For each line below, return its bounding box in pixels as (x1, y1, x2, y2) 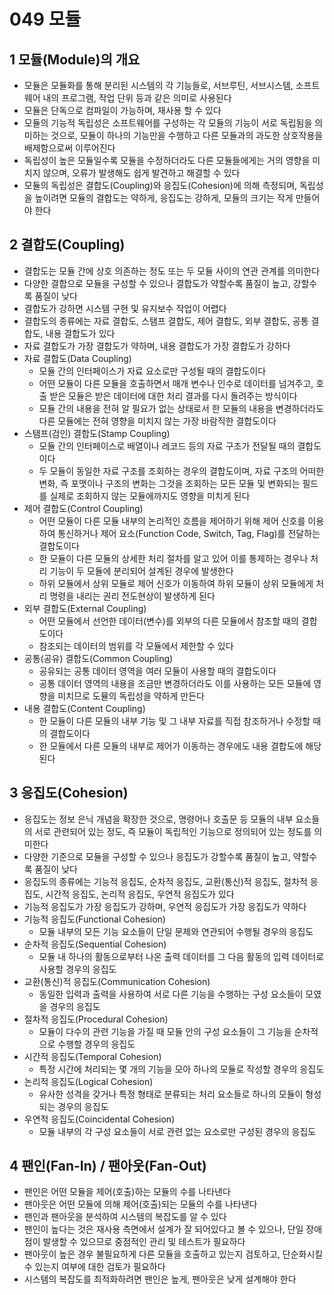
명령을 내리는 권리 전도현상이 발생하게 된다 (49, 590, 216, 602)
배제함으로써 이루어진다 (23, 142, 116, 154)
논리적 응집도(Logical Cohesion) (23, 1075, 154, 1087)
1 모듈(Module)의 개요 (9, 51, 141, 68)
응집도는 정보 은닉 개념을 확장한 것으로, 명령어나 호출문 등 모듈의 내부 (23, 813, 294, 825)
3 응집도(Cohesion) (9, 785, 129, 802)
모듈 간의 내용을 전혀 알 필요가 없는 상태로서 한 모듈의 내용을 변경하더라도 (38, 402, 325, 414)
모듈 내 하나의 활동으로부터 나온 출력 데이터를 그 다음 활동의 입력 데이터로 (38, 950, 325, 962)
